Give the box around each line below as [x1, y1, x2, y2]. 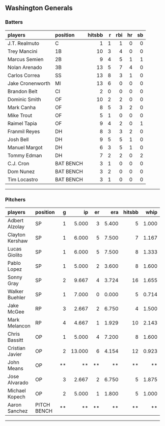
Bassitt [7, 336, 24, 343]
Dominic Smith [7, 96, 41, 103]
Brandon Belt [7, 88, 38, 95]
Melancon [7, 322, 31, 329]
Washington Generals [5, 4, 73, 12]
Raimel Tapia [7, 120, 37, 127]
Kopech [7, 393, 26, 400]
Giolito [7, 251, 23, 258]
